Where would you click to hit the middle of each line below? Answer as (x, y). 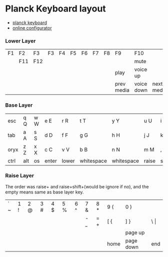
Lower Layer (20, 41)
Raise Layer (19, 176)
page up (135, 232)
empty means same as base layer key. (44, 192)
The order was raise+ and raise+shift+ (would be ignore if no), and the (77, 186)
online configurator (32, 28)
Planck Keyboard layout (55, 9)
